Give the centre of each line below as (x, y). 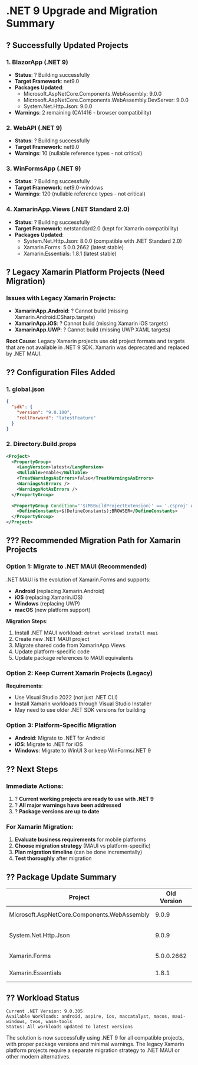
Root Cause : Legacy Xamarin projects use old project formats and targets (95, 341)
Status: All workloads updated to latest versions (70, 1027)
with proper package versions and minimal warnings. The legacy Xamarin (95, 1044)
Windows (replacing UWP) (47, 603)
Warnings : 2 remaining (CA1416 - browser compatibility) (83, 112)
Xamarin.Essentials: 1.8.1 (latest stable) (70, 253)
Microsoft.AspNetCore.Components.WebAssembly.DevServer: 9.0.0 (106, 100)
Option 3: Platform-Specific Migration (61, 725)
